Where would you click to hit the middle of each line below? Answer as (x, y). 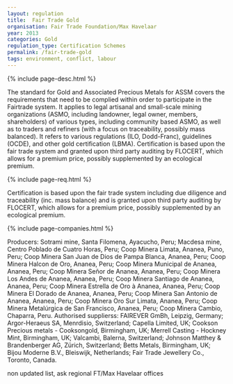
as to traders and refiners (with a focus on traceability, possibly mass (106, 128)
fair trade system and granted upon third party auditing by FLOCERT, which (115, 151)
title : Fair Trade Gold (43, 20)
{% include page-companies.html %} (61, 228)
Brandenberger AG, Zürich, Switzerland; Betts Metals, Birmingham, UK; (109, 345)
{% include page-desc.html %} (51, 78)
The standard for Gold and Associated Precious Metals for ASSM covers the (116, 92)
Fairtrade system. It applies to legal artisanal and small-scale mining (104, 107)
